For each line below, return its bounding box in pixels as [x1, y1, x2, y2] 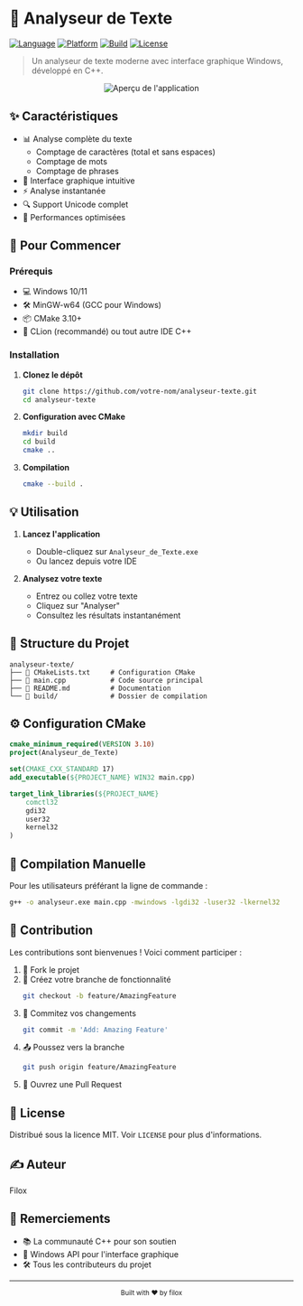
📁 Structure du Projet [9, 636, 130, 651]
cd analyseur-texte [22, 395, 96, 405]
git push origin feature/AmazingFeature [22, 1063, 177, 1072]
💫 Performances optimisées [22, 211, 126, 222]
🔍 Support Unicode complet [22, 199, 129, 210]
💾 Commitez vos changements [22, 1007, 137, 1019]
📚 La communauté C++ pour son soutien [22, 1236, 177, 1246]
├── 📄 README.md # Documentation [9, 684, 171, 693]
